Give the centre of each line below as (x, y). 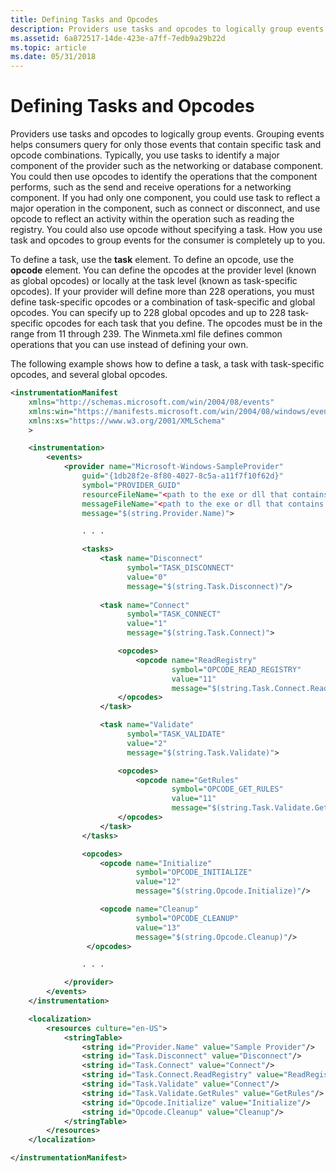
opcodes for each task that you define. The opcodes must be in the (184, 323)
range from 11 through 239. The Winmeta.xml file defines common (146, 334)
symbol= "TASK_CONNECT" (174, 614)
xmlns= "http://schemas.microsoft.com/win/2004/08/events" (151, 402)
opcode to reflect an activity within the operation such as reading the (152, 219)
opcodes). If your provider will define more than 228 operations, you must (162, 292)
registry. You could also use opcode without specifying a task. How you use (166, 230)
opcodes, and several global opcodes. (89, 375)
